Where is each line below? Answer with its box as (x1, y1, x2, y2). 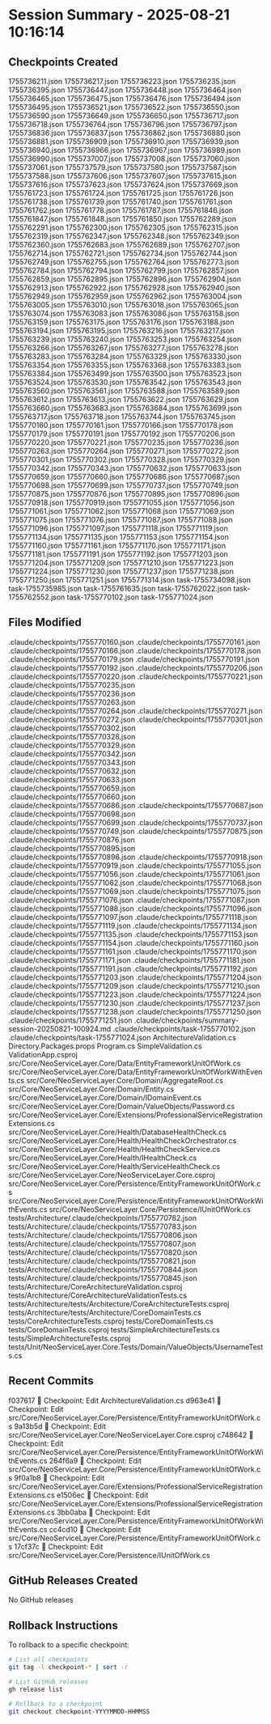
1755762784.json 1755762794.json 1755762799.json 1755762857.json (8, 265, 239, 275)
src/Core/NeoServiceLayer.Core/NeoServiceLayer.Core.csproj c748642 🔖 (8, 1430, 254, 1439)
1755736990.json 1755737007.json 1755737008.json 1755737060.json (8, 154, 240, 163)
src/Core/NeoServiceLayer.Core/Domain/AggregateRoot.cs (26, 1075, 224, 1085)
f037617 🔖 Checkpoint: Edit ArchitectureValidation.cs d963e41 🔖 (8, 1396, 222, 1405)
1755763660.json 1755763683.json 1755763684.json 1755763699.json (8, 403, 243, 413)
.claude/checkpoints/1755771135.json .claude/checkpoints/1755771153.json (8, 929, 259, 939)
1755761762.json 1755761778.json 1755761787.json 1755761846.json (8, 205, 234, 215)
